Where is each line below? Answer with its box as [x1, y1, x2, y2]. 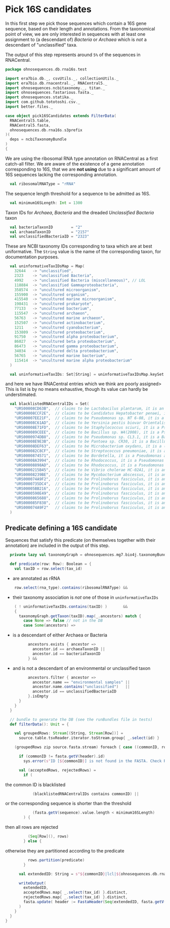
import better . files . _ [5, 104, 53, 109]
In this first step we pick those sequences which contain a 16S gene [5, 20, 147, 26]
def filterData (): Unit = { [10, 721, 69, 727]
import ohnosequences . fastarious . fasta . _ [5, 90, 94, 95]
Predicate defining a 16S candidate [5, 523, 117, 532]
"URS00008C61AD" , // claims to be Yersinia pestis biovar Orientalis [14, 420, 166, 425]
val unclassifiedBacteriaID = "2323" [10, 234, 90, 239]
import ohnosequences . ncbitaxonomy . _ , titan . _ [5, 85, 105, 91]
